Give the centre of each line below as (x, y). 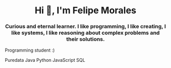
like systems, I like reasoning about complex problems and (85, 33)
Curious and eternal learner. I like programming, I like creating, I (85, 27)
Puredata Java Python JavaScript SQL (45, 60)
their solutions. (85, 39)
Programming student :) (30, 50)
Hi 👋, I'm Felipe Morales (85, 10)
